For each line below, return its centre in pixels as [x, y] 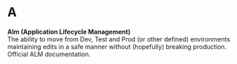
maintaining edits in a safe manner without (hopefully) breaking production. [117, 46]
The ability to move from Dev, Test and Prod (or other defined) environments [119, 39]
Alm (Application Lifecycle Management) [69, 32]
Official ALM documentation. [49, 54]
